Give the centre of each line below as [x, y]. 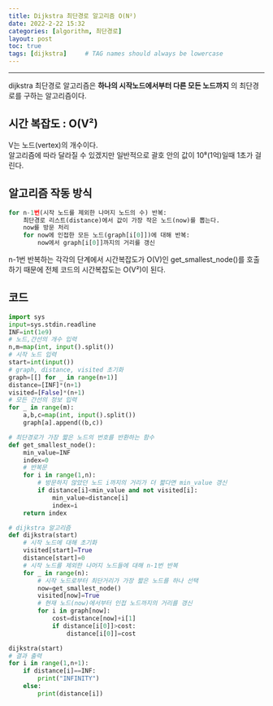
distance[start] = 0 [54, 558]
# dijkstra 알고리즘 [40, 528]
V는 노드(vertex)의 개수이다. [53, 145]
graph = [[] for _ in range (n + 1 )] [63, 377]
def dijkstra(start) [43, 535]
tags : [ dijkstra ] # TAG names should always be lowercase [116, 54]
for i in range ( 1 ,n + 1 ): [49, 664]
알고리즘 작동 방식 [50, 193]
